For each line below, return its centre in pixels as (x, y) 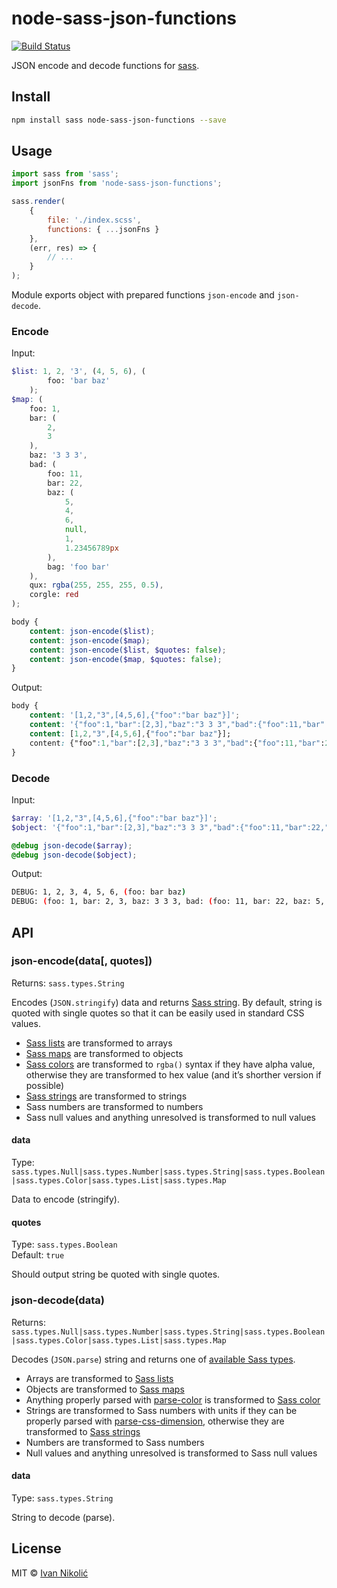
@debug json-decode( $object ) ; (74, 855)
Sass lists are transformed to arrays (99, 1043)
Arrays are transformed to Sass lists (99, 1378)
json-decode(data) (58, 1300)
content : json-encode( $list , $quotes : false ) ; (128, 650)
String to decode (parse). (63, 1517)
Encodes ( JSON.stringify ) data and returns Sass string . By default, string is (167, 1002)
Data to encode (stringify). (65, 1199)
